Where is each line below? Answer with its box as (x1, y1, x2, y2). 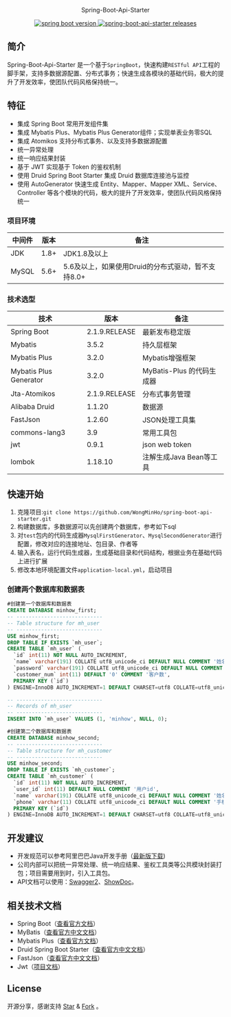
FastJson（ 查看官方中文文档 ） (16, 954, 104, 962)
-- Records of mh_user (7, 703, 72, 709)
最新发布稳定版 (142, 328, 191, 337)
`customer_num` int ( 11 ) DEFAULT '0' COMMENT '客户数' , (13, 671, 170, 678)
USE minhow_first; (7, 632, 60, 640)
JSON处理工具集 (142, 415, 196, 425)
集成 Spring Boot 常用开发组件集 (16, 119, 109, 128)
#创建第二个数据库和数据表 (7, 728, 72, 735)
